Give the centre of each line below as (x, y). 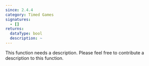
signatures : (18, 19)
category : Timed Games (30, 15)
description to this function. (34, 58)
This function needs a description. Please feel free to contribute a (75, 53)
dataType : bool (26, 34)
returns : (15, 29)
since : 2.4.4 (19, 10)
